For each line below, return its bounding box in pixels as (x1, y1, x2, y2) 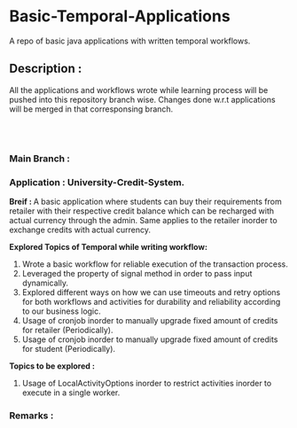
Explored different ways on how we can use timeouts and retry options (21, 286, 281, 298)
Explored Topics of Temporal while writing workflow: (9, 241, 208, 252)
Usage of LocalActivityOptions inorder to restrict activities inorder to (21, 377, 272, 388)
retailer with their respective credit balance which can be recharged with (9, 206, 275, 216)
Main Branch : (9, 152, 71, 165)
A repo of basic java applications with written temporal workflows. (9, 35, 251, 46)
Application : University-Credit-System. (9, 175, 185, 188)
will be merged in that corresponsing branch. (9, 104, 174, 114)
